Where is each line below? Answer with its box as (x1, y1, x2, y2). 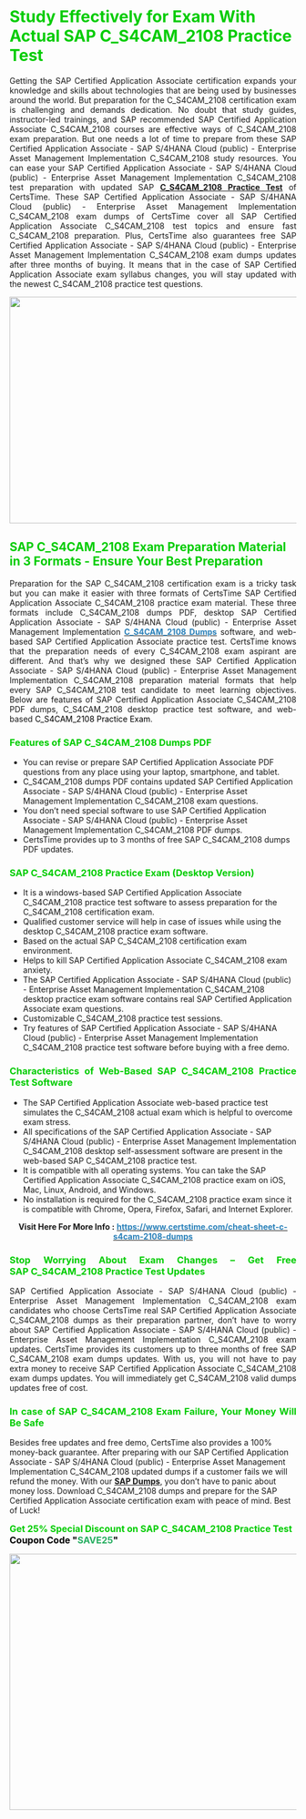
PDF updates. (22, 844, 75, 855)
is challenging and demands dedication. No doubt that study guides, (9, 104, 297, 115)
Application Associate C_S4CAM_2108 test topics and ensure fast (9, 220, 297, 231)
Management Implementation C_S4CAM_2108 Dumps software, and (9, 626, 274, 637)
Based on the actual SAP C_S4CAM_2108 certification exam (22, 935, 248, 946)
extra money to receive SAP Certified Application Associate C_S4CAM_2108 (9, 1363, 297, 1374)
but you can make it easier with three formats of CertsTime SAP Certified (9, 588, 297, 598)
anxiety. (22, 965, 53, 976)
